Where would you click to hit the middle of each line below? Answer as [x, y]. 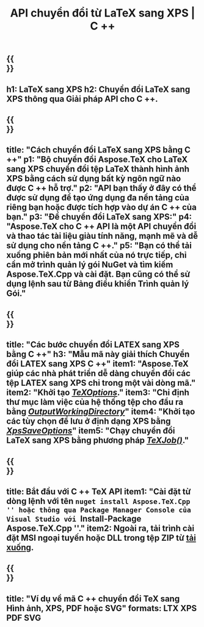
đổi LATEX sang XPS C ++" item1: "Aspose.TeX [98, 364]
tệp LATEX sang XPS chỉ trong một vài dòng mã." [101, 383]
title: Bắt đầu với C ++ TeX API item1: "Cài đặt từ [99, 491]
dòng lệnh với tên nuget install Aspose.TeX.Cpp [98, 501]
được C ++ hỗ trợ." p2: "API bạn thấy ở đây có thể [101, 188]
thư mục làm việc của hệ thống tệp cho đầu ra [95, 402]
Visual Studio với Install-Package [74, 518]
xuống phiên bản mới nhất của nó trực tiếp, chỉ [97, 255]
